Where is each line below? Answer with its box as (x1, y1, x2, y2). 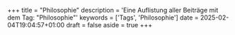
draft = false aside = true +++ (66, 21, 153, 29)
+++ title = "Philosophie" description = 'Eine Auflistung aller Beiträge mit (7, 6, 219, 14)
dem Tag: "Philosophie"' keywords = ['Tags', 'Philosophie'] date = (7, 13, 200, 22)
